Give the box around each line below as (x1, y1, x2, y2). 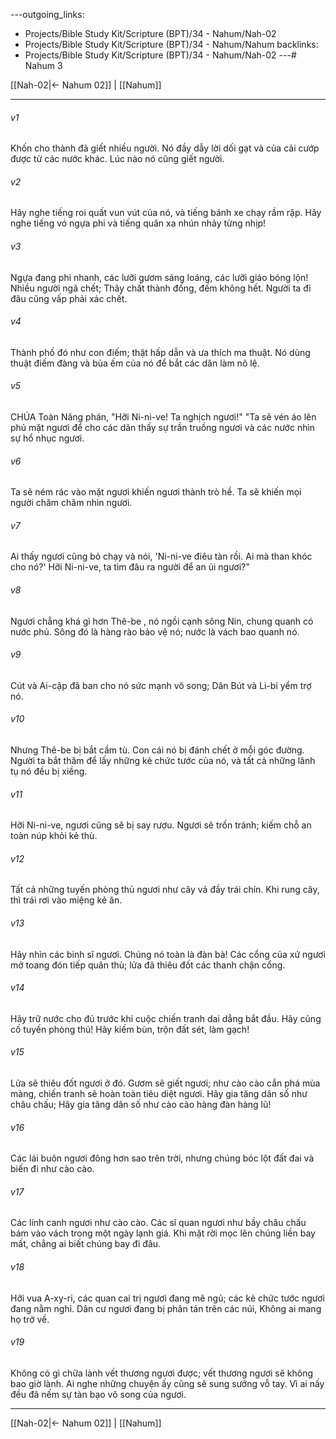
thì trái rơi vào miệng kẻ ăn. (10, 894, 123, 906)
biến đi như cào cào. (10, 1163, 95, 1175)
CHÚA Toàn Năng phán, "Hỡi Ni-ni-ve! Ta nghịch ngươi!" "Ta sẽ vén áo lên (10, 411, 317, 423)
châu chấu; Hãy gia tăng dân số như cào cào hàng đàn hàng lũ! (10, 1099, 272, 1111)
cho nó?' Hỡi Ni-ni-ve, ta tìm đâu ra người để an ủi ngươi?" (10, 561, 250, 573)
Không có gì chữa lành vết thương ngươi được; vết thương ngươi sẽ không (10, 1367, 314, 1379)
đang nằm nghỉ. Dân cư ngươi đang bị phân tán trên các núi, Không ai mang (10, 1302, 322, 1314)
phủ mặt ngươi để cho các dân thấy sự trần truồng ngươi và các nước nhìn (10, 422, 316, 434)
